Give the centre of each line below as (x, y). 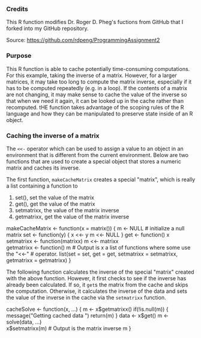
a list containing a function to (42, 186)
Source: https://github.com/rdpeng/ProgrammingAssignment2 (83, 40)
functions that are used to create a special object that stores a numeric (94, 161)
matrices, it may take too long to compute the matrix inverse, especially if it (99, 81)
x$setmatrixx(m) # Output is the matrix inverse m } (69, 328)
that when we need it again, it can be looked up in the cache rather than (95, 100)
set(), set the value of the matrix (55, 197)
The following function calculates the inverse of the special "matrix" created (100, 272)
